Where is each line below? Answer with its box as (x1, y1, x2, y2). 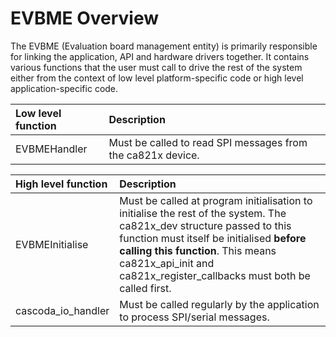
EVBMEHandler (15, 142, 88, 156)
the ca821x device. (108, 148, 200, 162)
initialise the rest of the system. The (119, 206, 287, 220)
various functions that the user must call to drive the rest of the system (10, 61, 303, 73)
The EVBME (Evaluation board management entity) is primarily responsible (10, 40, 318, 52)
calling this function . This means (119, 243, 277, 257)
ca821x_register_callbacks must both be (119, 268, 311, 282)
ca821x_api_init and (119, 256, 215, 270)
